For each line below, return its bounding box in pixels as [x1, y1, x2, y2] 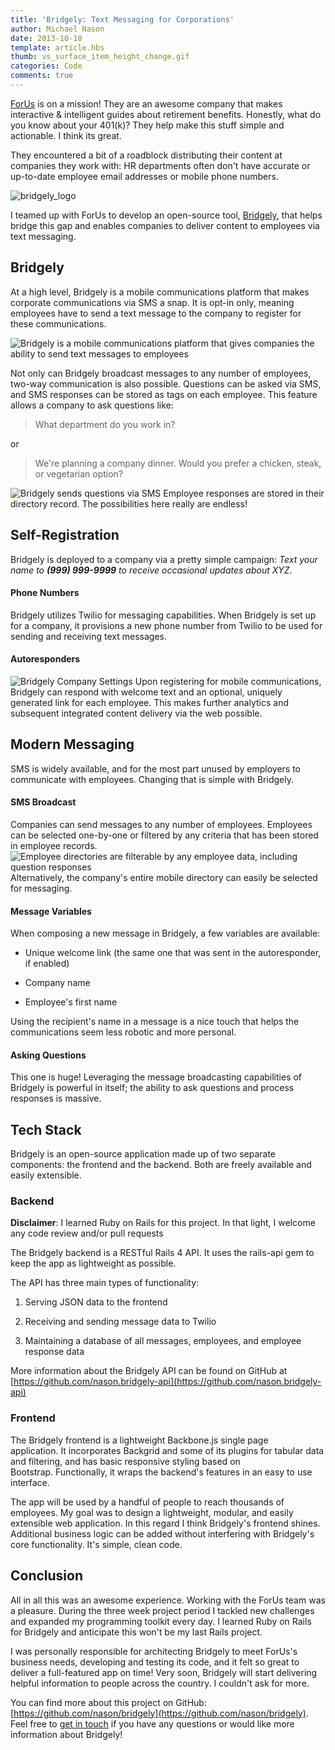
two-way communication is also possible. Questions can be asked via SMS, [10, 377, 322, 390]
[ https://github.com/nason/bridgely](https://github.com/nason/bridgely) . [10, 1707, 309, 1719]
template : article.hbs [10, 42, 105, 53]
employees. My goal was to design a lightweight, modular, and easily [10, 1506, 294, 1518]
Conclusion [10, 1567, 84, 1585]
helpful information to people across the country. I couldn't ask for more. [10, 1677, 310, 1689]
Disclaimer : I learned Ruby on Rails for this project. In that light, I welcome [10, 1217, 316, 1229]
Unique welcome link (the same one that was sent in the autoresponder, [24, 947, 322, 959]
